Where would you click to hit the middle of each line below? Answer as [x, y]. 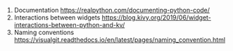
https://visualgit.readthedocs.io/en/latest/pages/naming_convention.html [120, 40]
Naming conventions [44, 32]
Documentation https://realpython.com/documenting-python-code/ [112, 10]
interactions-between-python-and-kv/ [69, 25]
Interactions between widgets [57, 17]
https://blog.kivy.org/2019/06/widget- [156, 17]
